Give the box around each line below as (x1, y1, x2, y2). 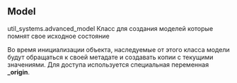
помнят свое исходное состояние (7, 32, 110, 40)
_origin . (7, 68, 30, 76)
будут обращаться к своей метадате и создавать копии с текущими (7, 53, 214, 61)
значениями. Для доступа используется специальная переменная (7, 60, 209, 69)
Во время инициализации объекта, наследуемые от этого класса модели (7, 45, 230, 53)
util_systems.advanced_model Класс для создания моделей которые (7, 24, 214, 32)
